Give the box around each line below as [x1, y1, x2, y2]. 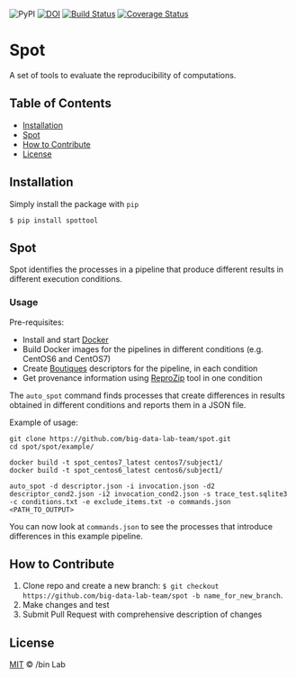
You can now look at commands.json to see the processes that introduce [9, 520, 273, 531]
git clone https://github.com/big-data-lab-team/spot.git [9, 434, 231, 443]
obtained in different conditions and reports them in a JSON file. [9, 399, 247, 410]
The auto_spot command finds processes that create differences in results [9, 390, 285, 401]
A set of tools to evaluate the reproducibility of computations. [9, 69, 237, 80]
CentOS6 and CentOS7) [22, 353, 111, 364]
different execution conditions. [9, 274, 123, 285]
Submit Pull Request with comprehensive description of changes [22, 609, 263, 620]
